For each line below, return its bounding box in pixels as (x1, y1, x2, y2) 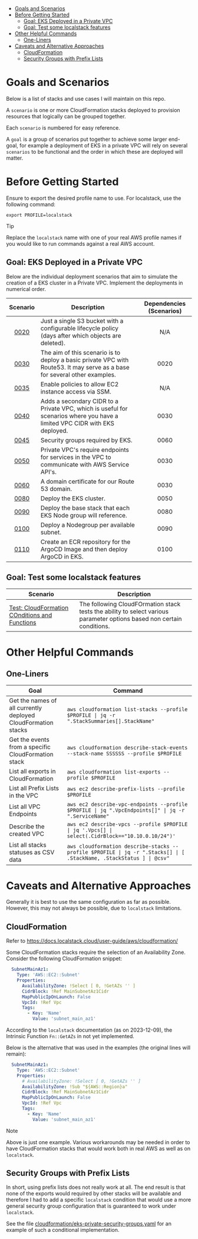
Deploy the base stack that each (40, 504, 130, 512)
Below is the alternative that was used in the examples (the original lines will (6, 1044, 190, 1051)
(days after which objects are (40, 331, 121, 339)
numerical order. (6, 285, 46, 292)
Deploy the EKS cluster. (40, 494, 106, 503)
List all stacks (9, 841, 47, 849)
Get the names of (9, 696, 57, 705)
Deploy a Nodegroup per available (40, 521, 136, 529)
